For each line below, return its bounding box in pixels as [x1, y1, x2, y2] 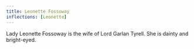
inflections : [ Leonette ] [6, 14, 67, 20]
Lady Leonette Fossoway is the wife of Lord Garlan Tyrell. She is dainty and [6, 30, 189, 37]
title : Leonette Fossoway [6, 8, 69, 15]
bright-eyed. [6, 36, 36, 43]
